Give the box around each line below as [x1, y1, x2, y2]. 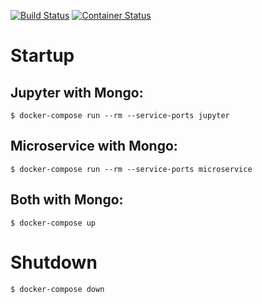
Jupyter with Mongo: [10, 84, 144, 101]
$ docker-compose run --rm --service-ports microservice [10, 164, 253, 174]
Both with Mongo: [10, 191, 124, 209]
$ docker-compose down [10, 284, 105, 294]
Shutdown [10, 251, 98, 274]
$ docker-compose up [10, 218, 97, 228]
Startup [10, 45, 75, 67]
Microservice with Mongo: [10, 138, 178, 155]
